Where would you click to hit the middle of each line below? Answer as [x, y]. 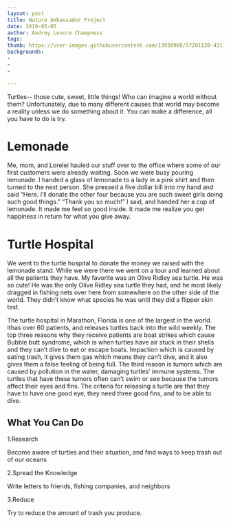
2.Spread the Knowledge [42, 473]
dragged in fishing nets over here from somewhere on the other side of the [113, 292]
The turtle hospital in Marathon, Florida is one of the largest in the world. [110, 320]
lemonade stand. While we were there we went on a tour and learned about [114, 271]
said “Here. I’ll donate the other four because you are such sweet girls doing [115, 195]
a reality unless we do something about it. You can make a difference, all [110, 111]
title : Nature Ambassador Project [57, 20]
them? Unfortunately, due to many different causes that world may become [113, 104]
